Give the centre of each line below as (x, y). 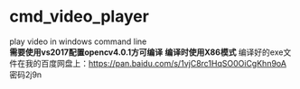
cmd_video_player (79, 17)
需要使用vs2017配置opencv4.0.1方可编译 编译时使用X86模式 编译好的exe (146, 52)
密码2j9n (26, 75)
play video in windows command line (78, 41)
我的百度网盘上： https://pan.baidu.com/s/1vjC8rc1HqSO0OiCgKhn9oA (156, 63)
